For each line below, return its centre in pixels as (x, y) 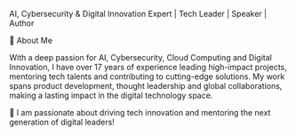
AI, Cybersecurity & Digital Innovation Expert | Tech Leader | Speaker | (138, 14)
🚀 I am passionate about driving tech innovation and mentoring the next (140, 112)
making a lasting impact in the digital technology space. (111, 95)
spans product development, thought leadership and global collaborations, (146, 86)
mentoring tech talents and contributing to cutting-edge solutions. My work (147, 76)
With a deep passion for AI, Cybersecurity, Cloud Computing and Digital (141, 57)
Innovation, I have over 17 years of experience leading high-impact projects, (148, 67)
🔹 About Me (31, 40)
